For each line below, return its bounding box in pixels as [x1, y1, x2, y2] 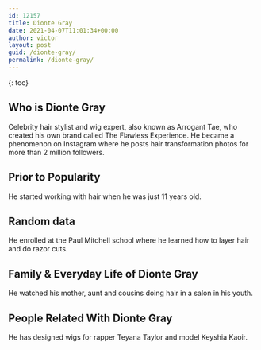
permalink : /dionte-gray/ [8, 56, 94, 64]
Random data [8, 214, 75, 227]
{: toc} [8, 77, 29, 87]
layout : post [8, 41, 52, 49]
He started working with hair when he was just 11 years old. [8, 192, 202, 201]
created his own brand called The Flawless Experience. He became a [8, 130, 235, 140]
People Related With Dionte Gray [8, 311, 173, 325]
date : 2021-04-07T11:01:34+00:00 [8, 26, 119, 34]
